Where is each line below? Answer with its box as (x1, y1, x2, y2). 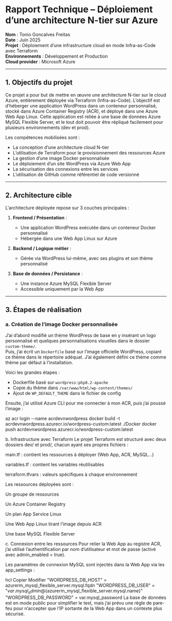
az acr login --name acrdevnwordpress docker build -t (5, 415, 120, 422)
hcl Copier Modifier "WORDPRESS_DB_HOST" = (5, 577, 107, 583)
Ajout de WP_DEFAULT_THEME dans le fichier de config (12, 390, 121, 396)
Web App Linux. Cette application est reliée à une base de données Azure (5, 114, 161, 120)
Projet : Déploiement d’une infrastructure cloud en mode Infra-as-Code (5, 42, 156, 48)
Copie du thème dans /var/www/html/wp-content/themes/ (12, 385, 133, 391)
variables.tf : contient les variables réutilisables (5, 461, 104, 468)
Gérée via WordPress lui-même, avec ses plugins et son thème (20, 255, 153, 261)
